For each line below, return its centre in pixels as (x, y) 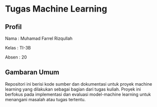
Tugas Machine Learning (56, 9)
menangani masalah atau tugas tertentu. (45, 99)
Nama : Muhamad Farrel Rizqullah (39, 38)
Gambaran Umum (32, 72)
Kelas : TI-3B (18, 48)
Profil (13, 27)
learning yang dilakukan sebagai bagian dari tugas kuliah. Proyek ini (73, 89)
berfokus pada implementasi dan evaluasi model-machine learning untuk (78, 94)
